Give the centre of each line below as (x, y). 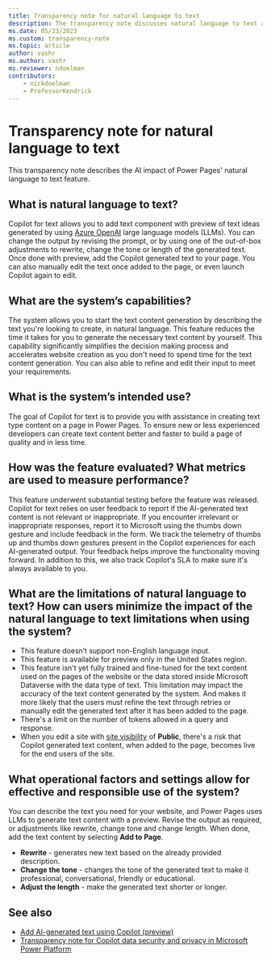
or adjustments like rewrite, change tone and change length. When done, (129, 829)
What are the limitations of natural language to (127, 593)
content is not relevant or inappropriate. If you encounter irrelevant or (124, 517)
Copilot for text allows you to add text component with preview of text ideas (134, 224)
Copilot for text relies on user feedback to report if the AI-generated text (128, 508)
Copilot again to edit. (43, 275)
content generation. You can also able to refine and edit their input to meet (132, 363)
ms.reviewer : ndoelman (46, 69)
